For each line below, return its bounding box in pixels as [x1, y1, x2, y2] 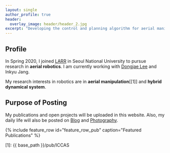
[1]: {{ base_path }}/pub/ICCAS [5, 142, 70, 148]
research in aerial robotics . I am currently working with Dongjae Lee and [5, 63, 157, 69]
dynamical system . [5, 84, 47, 90]
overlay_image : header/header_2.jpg [10, 21, 87, 27]
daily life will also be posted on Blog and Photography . [5, 117, 118, 123]
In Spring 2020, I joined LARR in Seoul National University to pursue [5, 58, 147, 64]
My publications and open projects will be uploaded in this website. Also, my [5, 112, 165, 118]
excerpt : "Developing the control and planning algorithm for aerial [5, 26, 155, 31]
